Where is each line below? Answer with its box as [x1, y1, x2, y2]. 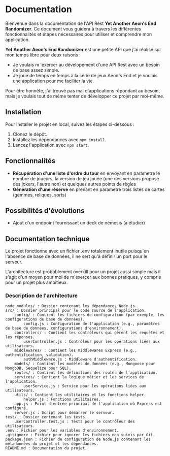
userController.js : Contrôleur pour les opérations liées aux [23, 339, 160, 344]
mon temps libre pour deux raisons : [5, 52, 81, 58]
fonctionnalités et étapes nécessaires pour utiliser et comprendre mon [5, 31, 152, 37]
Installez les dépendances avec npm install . [12, 136, 107, 143]
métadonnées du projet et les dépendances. [5, 441, 99, 446]
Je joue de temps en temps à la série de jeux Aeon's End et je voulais [12, 72, 158, 78]
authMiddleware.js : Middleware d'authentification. [23, 357, 138, 362]
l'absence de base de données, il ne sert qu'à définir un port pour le [5, 253, 148, 259]
